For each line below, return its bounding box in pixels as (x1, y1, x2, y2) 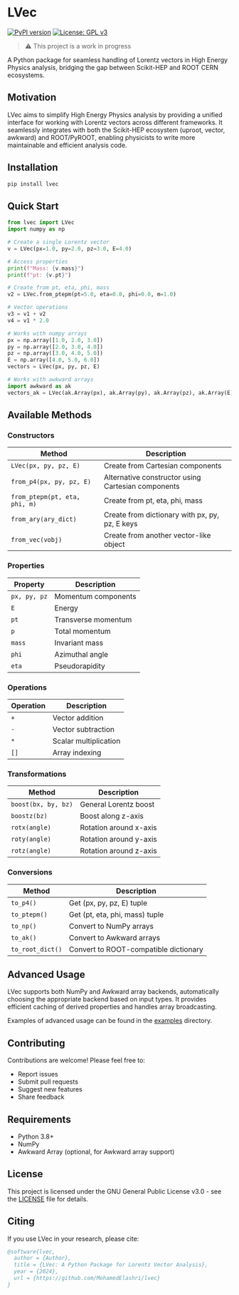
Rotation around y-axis (80, 835, 158, 845)
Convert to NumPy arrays (68, 921, 154, 931)
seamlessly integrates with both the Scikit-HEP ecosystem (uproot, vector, (7, 126, 225, 134)
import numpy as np (7, 226, 65, 233)
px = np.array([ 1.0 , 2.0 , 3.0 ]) (7, 336, 103, 343)
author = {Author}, (14, 1254, 72, 1262)
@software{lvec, (7, 1248, 55, 1255)
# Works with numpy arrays (7, 330, 87, 337)
